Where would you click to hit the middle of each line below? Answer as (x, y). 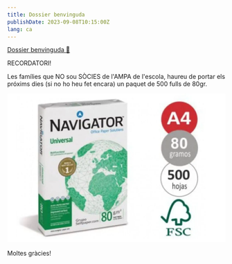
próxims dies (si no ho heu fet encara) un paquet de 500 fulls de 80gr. (107, 84)
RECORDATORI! (29, 63)
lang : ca (20, 29)
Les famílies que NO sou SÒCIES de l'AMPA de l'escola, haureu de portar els (116, 77)
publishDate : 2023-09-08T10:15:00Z (59, 22)
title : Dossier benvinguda (46, 15)
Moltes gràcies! (29, 254)
